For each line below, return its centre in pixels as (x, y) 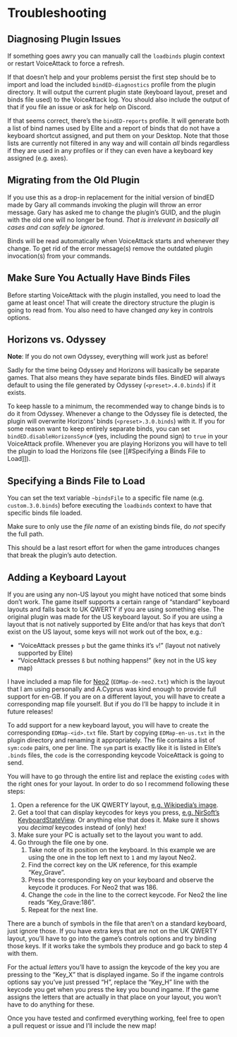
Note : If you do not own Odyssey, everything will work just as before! (108, 357)
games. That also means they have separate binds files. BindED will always (116, 378)
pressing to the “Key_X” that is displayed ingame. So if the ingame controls (116, 975)
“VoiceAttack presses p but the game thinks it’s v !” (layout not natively (119, 646)
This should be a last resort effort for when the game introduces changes (114, 548)
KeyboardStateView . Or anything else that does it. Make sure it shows (119, 820)
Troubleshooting (57, 13)
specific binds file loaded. (45, 513)
